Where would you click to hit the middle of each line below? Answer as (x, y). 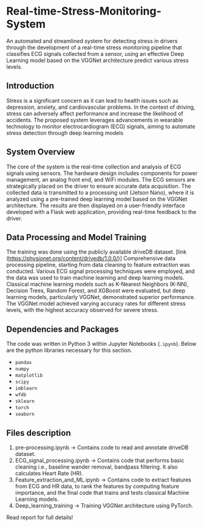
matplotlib (29, 376)
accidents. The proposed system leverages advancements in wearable (95, 120)
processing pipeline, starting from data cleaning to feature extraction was (98, 265)
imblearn (26, 388)
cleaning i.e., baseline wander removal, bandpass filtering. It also (96, 467)
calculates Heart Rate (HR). (49, 473)
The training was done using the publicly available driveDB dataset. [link (97, 252)
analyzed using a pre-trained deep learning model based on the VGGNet (97, 199)
